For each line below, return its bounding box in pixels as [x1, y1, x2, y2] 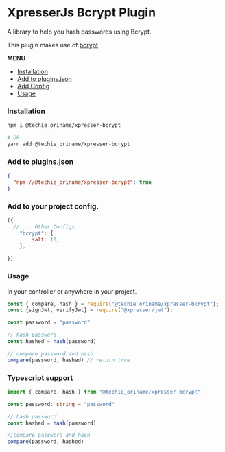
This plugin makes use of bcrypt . [7, 40, 100, 49]
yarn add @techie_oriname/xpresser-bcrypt [7, 141, 130, 147]
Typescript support [7, 372, 73, 382]
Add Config [16, 82, 50, 90]
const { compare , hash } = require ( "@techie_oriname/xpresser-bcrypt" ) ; [7, 300, 220, 307]
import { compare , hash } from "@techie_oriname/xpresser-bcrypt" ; [7, 388, 204, 395]
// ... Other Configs [13, 223, 75, 230]
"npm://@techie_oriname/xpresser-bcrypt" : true [13, 179, 152, 186]
